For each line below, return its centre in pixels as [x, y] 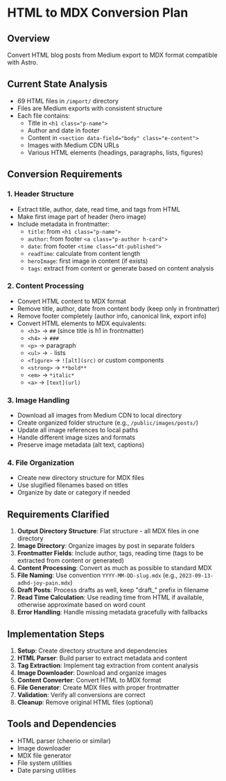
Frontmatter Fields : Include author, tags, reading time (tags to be [110, 553]
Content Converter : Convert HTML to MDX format [89, 680]
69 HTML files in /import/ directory [68, 101]
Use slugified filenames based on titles [72, 485]
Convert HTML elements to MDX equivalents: [82, 323]
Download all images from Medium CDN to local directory [99, 415]
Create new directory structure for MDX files [80, 478]
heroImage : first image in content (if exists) [88, 261]
